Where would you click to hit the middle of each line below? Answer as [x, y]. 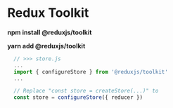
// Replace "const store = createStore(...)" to [86, 91]
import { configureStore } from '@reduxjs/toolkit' [91, 72]
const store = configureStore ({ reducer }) [78, 97]
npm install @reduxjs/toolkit [50, 32]
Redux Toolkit [48, 13]
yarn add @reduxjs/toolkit [46, 46]
